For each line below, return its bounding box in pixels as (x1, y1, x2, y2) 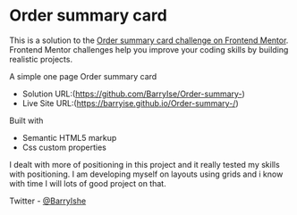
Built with (9, 115, 44, 126)
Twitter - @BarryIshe (9, 195, 87, 206)
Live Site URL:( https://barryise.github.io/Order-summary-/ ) (21, 97, 239, 108)
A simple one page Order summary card (9, 70, 157, 81)
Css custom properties (21, 142, 107, 153)
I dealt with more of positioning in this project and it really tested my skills (9, 159, 280, 170)
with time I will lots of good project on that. (9, 178, 167, 188)
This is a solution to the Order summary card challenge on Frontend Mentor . (9, 35, 289, 45)
